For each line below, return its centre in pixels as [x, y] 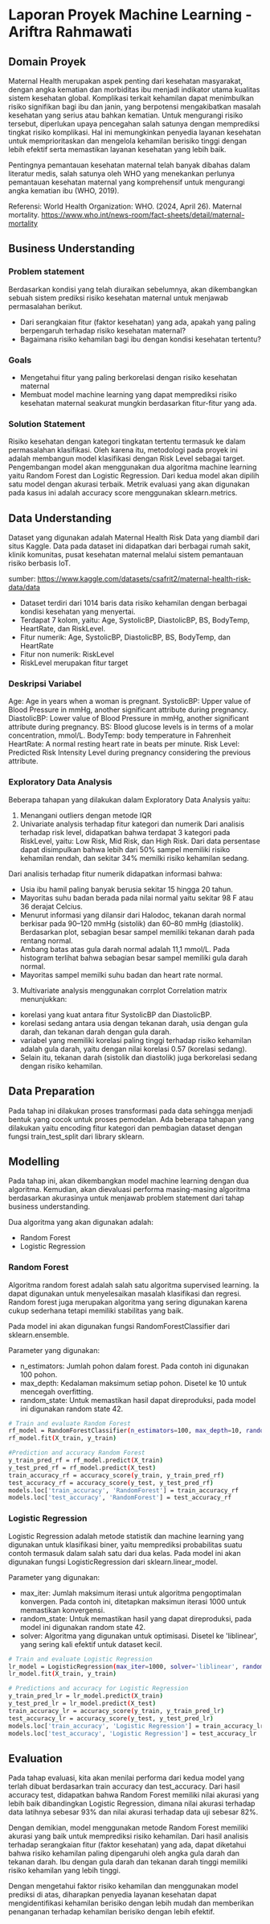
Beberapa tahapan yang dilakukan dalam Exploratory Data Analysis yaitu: [129, 800]
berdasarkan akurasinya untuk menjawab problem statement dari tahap [127, 1198]
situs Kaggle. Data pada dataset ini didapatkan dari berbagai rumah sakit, [130, 546]
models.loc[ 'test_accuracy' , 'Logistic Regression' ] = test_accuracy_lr [133, 1733]
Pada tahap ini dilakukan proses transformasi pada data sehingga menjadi [131, 1111]
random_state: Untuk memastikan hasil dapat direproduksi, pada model [138, 1400]
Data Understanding [60, 518]
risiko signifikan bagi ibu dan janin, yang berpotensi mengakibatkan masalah [135, 107]
